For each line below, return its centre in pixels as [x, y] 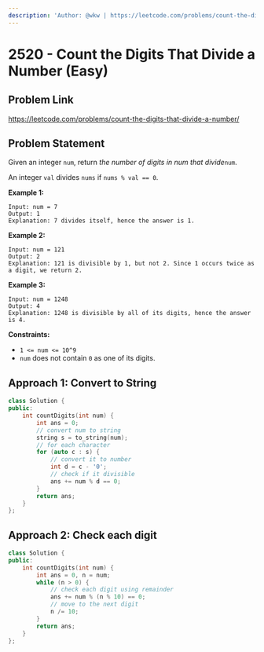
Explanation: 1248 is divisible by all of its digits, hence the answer [130, 313]
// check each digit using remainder [112, 590]
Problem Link [41, 100]
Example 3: [27, 285]
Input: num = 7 [33, 207]
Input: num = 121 [37, 250]
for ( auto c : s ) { [68, 452]
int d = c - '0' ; [79, 467]
